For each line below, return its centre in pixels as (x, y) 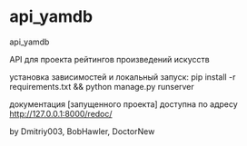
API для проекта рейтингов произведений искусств (110, 59)
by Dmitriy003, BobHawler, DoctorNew (82, 131)
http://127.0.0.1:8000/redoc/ (61, 113)
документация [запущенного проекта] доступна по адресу (123, 104)
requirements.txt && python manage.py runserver (102, 86)
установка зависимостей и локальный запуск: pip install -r (123, 77)
